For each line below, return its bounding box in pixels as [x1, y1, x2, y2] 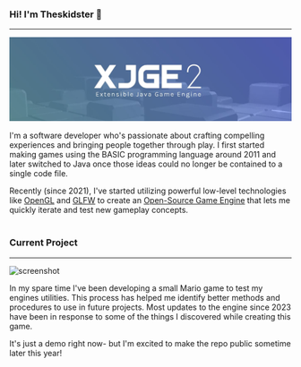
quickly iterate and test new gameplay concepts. [9, 205, 189, 216]
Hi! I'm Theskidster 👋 [9, 8, 103, 21]
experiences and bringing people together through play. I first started [9, 140, 265, 150]
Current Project [9, 236, 78, 249]
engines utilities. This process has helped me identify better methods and [9, 292, 280, 303]
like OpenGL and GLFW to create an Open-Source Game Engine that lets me [9, 195, 291, 206]
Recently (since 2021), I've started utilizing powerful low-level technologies [9, 185, 287, 196]
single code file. [9, 168, 69, 179]
